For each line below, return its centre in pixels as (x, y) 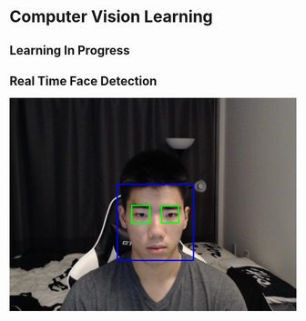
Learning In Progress (70, 50)
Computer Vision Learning (111, 17)
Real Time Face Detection (83, 80)
